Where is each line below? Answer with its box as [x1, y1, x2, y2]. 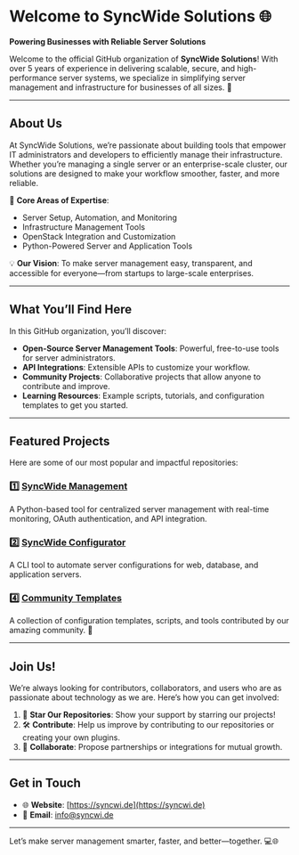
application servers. [9, 568, 82, 580]
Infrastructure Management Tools [21, 221, 145, 232]
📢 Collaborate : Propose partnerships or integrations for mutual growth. [21, 742, 283, 753]
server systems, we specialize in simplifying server [59, 72, 246, 83]
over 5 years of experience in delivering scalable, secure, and [9, 62, 236, 73]
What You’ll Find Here [9, 302, 132, 317]
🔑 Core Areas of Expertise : [9, 194, 109, 206]
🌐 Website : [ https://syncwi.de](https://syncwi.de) [21, 799, 206, 810]
